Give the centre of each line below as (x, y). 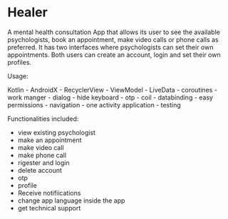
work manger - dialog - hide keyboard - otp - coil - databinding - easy (110, 97)
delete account (40, 170)
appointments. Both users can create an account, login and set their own (114, 55)
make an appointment (50, 140)
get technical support (49, 208)
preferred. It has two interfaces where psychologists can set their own (110, 47)
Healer (27, 12)
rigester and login (43, 162)
